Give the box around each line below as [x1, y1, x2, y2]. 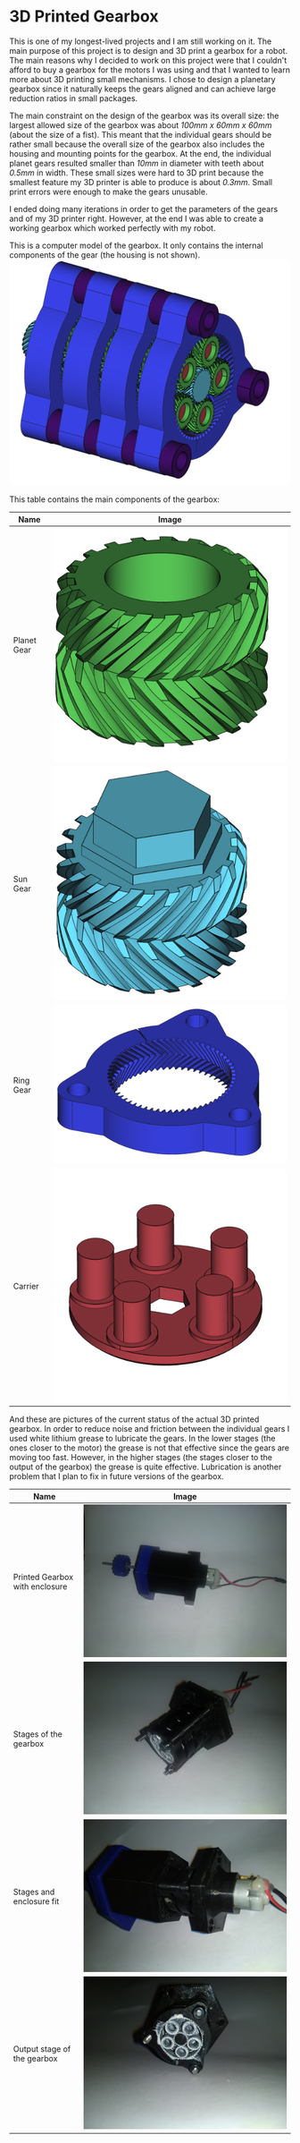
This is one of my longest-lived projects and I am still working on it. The [9, 36, 272, 47]
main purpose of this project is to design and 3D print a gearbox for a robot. [9, 45, 288, 55]
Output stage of [12, 2043, 71, 2054]
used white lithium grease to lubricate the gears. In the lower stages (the [9, 1433, 276, 1444]
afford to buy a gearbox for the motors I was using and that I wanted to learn [9, 64, 290, 75]
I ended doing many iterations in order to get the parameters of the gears [9, 203, 279, 214]
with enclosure [12, 1581, 68, 1592]
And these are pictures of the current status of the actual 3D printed [9, 1414, 260, 1424]
